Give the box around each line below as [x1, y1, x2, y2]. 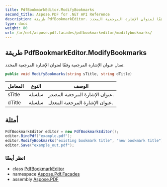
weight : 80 [5, 26, 28, 31]
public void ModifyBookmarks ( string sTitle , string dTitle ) [5, 71, 133, 76]
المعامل [7, 82, 24, 89]
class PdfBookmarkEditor [12, 166, 65, 172]
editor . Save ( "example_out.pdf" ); [5, 143, 75, 148]
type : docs [5, 21, 28, 26]
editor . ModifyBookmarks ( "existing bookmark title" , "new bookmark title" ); [5, 138, 166, 143]
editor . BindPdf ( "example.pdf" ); [5, 133, 72, 139]
